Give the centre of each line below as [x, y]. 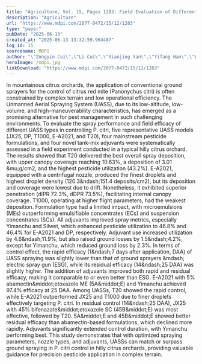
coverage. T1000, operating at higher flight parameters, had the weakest [96, 200]
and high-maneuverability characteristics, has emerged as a [102, 111]
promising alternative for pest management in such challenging [84, 117]
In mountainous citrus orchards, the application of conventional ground [94, 85]
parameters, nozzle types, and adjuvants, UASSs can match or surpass [94, 342]
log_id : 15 [20, 46]
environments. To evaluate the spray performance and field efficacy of [94, 124]
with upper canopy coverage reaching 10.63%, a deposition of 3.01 [89, 162]
